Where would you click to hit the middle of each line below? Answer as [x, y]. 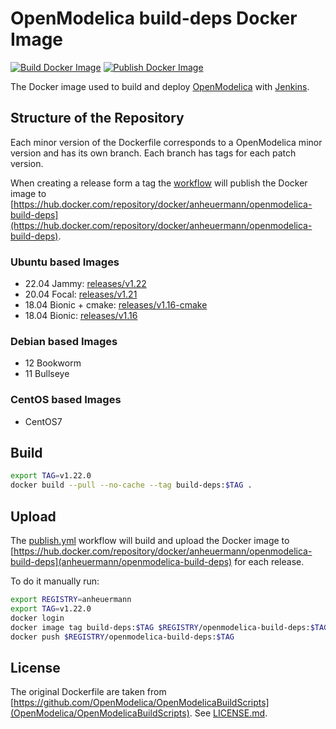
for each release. [269, 562]
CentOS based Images [66, 400]
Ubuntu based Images [65, 262]
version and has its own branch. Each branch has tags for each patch [153, 153]
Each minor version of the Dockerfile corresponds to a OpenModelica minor [166, 142]
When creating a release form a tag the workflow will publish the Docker [159, 183]
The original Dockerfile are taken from [88, 692]
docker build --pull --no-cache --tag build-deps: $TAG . [131, 485]
